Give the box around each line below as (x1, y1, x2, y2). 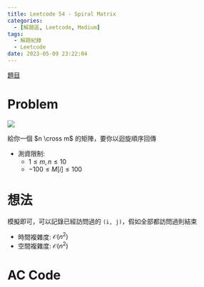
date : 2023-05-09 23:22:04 (7, 51, 88, 58)
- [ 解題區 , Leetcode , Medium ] (14, 24, 101, 31)
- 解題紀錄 (14, 37, 42, 44)
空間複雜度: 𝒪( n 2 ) (17, 241, 69, 251)
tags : (7, 30, 24, 38)
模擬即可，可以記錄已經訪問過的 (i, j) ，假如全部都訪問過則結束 (7, 217, 198, 226)
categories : (7, 17, 43, 24)
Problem (7, 96, 58, 113)
